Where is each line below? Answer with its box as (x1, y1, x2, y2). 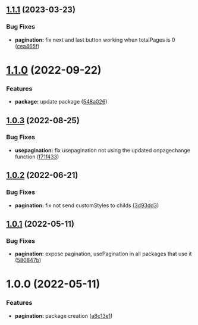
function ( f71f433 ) (14, 153, 59, 160)
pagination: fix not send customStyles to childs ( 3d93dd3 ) (14, 202, 159, 209)
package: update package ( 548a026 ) (14, 98, 108, 105)
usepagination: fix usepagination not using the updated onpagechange (14, 146, 190, 154)
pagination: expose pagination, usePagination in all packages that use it (14, 250, 192, 258)
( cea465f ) (14, 42, 40, 49)
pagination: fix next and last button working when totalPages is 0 (14, 36, 175, 43)
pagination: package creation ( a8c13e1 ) (14, 312, 113, 319)
